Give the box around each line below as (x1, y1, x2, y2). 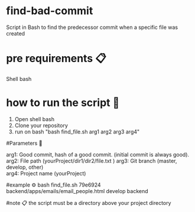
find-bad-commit (6, 4, 93, 18)
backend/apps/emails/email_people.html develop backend (6, 187, 149, 194)
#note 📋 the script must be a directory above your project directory (6, 199, 171, 206)
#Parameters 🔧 (6, 139, 43, 146)
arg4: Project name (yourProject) (6, 169, 86, 177)
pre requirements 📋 (6, 52, 106, 66)
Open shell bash (14, 115, 55, 122)
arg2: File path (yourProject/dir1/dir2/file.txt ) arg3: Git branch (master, (6, 157, 177, 164)
